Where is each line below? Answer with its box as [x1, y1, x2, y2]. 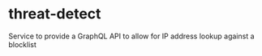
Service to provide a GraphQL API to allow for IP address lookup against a [8, 31, 255, 41]
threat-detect [8, 5, 101, 23]
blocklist [8, 39, 37, 49]
